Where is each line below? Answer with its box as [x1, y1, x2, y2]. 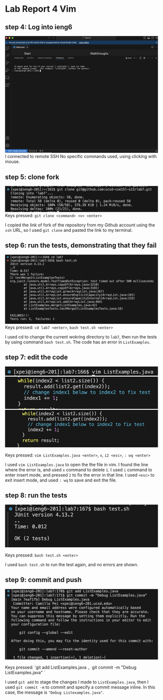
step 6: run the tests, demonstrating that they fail [5, 241, 157, 250]
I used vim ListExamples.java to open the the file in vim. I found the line [5, 461, 148, 467]
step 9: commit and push [5, 576, 82, 584]
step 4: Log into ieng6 [5, 23, 73, 31]
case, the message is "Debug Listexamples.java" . [5, 689, 104, 695]
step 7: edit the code [5, 353, 68, 361]
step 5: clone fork [5, 173, 60, 181]
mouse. [5, 159, 20, 164]
